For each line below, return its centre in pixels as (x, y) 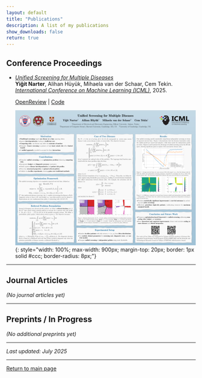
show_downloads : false (35, 32)
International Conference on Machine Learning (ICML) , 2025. (91, 90)
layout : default (26, 13)
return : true (23, 38)
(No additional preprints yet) (41, 334)
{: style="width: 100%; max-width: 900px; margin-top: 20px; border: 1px (104, 250)
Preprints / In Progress (49, 319)
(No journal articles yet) (35, 295)
